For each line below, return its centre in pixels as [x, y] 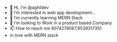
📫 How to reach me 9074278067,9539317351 [56, 28]
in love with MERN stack [34, 35]
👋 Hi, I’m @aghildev [29, 7]
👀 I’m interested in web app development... [53, 13]
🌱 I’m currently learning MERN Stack [46, 18]
